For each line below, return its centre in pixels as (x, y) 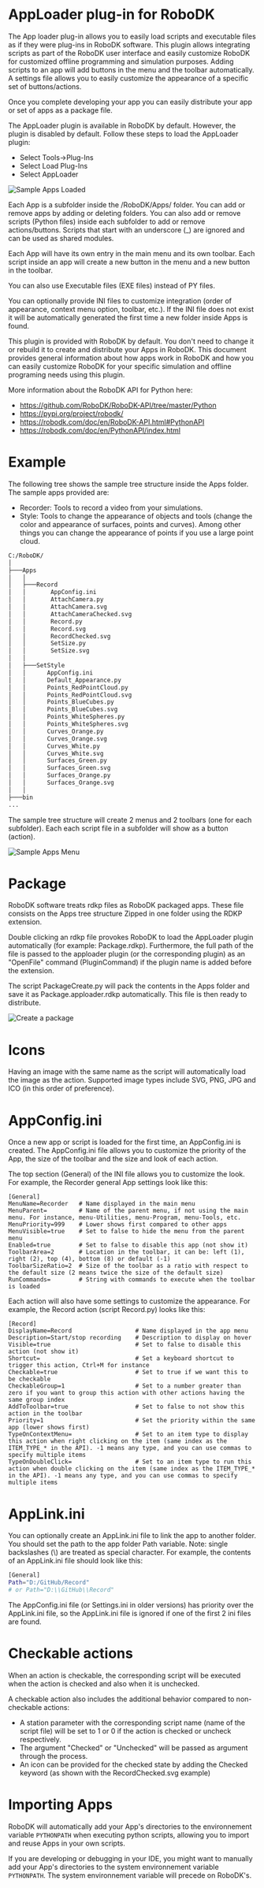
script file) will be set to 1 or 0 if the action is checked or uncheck (125, 1730)
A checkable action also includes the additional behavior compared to (121, 1699)
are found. (25, 1622)
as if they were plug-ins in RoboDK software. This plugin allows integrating (129, 44)
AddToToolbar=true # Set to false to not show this (126, 1407)
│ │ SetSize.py (47, 644)
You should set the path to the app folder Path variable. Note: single (118, 1544)
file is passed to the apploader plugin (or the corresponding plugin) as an (127, 954)
